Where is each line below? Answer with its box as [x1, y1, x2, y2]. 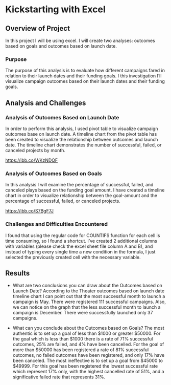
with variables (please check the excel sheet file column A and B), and [5, 243, 153, 249]
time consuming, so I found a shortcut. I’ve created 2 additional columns [5, 238, 157, 244]
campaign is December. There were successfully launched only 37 [12, 310, 153, 316]
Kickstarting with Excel [5, 4, 106, 15]
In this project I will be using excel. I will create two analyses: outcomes [5, 37, 155, 44]
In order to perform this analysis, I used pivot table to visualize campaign [5, 125, 158, 132]
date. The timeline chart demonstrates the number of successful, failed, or [5, 142, 162, 148]
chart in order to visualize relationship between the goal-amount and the [5, 193, 158, 199]
